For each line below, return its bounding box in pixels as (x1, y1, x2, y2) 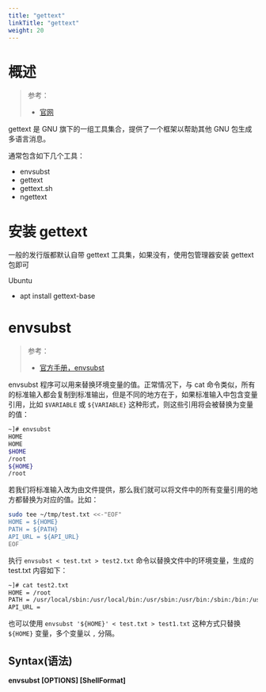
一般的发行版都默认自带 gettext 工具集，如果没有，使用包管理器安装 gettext (8, 250, 255, 260)
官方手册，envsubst (39, 363, 104, 373)
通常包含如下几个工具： (8, 151, 85, 161)
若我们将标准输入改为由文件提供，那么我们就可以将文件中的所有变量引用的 (8, 485, 251, 495)
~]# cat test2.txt (8, 581, 69, 589)
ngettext (19, 192, 47, 202)
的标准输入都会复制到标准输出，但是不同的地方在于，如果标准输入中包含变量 (8, 390, 258, 400)
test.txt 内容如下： (8, 565, 68, 575)
